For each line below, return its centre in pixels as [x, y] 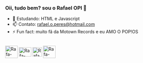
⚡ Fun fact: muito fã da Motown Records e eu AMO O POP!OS [75, 32]
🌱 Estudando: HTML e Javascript [46, 19]
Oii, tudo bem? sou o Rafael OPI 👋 [46, 8]
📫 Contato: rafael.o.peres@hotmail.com [54, 24]
